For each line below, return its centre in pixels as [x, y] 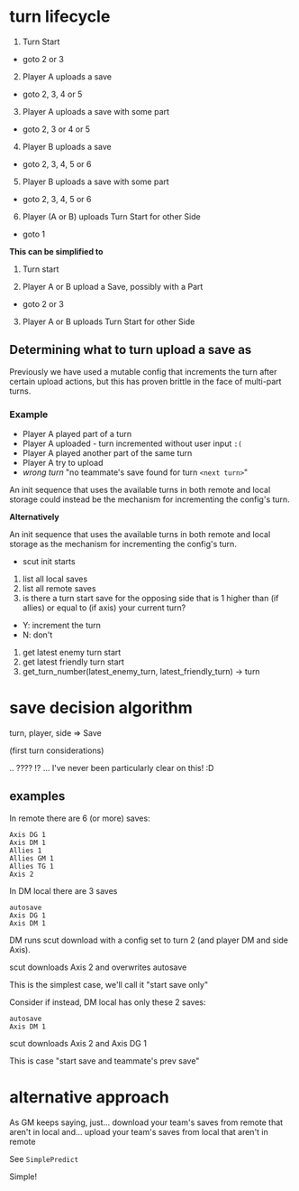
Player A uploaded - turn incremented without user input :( [132, 443]
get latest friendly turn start [73, 662]
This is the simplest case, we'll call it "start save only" [109, 984]
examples [37, 796]
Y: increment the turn [62, 626]
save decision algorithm [101, 708]
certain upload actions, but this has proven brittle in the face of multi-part [145, 381]
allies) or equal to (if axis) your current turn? [104, 608]
